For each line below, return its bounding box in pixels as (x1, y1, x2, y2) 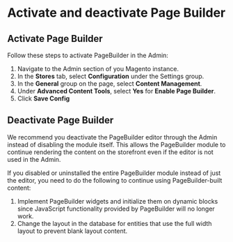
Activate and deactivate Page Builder (7, 5, 226, 21)
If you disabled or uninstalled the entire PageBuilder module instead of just (7, 169, 221, 177)
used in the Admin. (7, 155, 61, 163)
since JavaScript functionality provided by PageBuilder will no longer (17, 204, 216, 213)
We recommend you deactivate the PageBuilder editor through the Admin (7, 133, 218, 141)
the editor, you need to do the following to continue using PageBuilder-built (7, 176, 223, 184)
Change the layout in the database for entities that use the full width (17, 219, 212, 227)
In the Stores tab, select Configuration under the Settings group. (17, 72, 204, 80)
